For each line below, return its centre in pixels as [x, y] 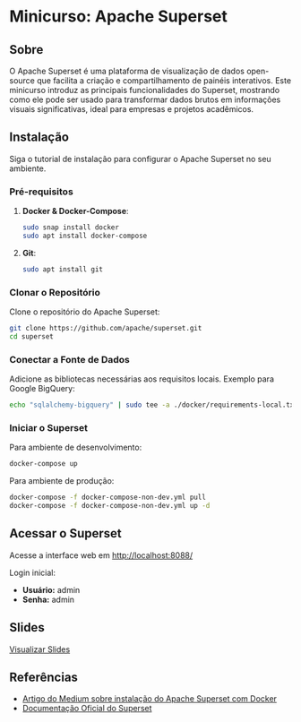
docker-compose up [43, 464]
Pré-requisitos [41, 192]
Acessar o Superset [66, 533]
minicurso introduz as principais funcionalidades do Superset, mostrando [145, 90]
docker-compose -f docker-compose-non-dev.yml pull [107, 498]
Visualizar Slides [40, 649]
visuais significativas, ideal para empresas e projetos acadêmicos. [131, 109]
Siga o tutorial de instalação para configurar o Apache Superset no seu [140, 159]
